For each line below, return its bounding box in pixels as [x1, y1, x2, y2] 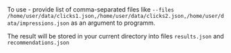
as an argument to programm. [71, 19, 156, 27]
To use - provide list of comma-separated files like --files [7, 6, 174, 14]
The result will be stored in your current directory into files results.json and [7, 32, 225, 41]
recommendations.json [7, 39, 70, 47]
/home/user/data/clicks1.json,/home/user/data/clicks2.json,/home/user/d [7, 13, 225, 20]
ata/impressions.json [7, 20, 70, 27]
